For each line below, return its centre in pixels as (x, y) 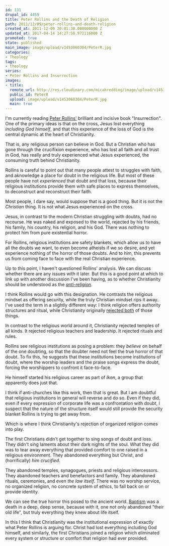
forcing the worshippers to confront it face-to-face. (58, 368)
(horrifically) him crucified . (33, 461)
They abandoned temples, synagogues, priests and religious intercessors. (82, 470)
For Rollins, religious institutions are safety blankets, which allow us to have (83, 243)
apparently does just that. (32, 383)
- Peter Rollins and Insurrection (41, 76)
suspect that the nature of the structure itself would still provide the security (84, 409)
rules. (11, 336)
